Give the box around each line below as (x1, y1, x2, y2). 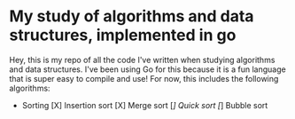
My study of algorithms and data (9, 6, 254, 27)
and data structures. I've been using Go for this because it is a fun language (9, 64, 286, 75)
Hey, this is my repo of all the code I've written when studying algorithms (9, 54, 276, 65)
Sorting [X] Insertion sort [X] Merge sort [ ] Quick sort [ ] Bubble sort (21, 99, 268, 110)
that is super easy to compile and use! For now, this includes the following (9, 73, 279, 83)
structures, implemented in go (9, 25, 237, 45)
